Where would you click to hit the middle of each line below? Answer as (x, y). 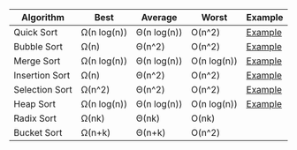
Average (159, 17)
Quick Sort (36, 32)
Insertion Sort (42, 75)
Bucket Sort (38, 133)
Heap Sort (34, 104)
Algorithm (43, 17)
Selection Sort (43, 90)
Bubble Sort (38, 46)
